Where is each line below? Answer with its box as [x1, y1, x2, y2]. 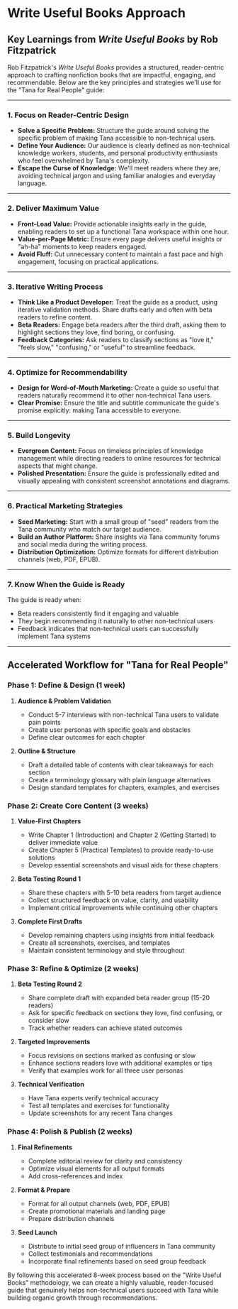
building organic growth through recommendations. [7, 1293, 158, 1302]
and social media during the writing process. [17, 540, 148, 548]
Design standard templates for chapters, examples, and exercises [28, 783, 220, 792]
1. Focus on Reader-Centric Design [7, 110, 130, 120]
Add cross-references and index [28, 1171, 123, 1180]
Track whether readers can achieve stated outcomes [28, 1024, 183, 1032]
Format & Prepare [17, 1185, 71, 1194]
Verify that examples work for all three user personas [28, 1066, 183, 1075]
